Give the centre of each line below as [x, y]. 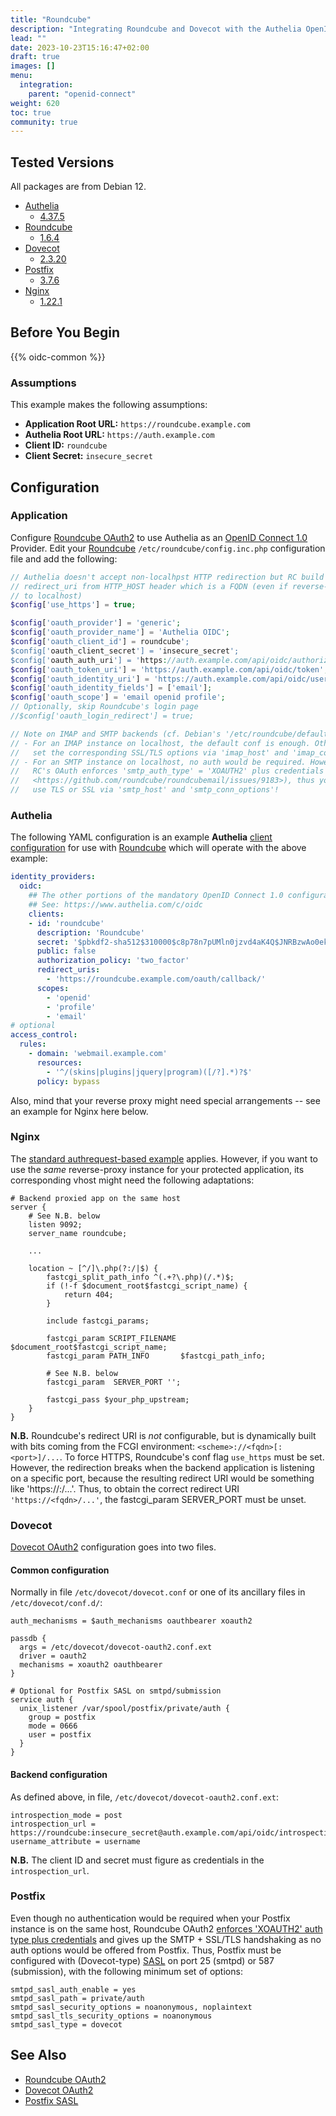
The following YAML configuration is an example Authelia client [141, 837]
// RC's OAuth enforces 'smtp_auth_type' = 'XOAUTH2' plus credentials [167, 771]
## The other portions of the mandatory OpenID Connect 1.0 [156, 896]
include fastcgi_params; [98, 1321]
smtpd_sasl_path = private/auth [77, 1998]
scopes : [53, 988]
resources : [59, 1062]
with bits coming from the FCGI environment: [103, 1446]
